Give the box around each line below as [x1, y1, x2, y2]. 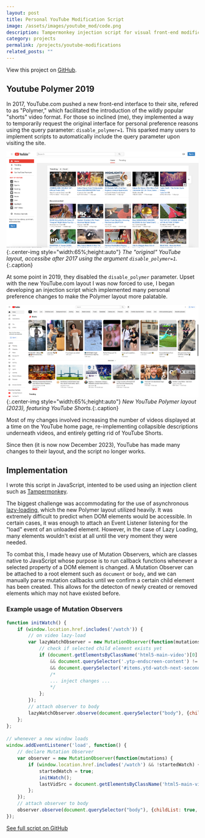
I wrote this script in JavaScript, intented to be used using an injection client [6, 481, 197, 489]
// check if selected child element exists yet [38, 646, 163, 652]
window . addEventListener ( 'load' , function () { [6, 743, 127, 749]
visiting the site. [6, 139, 46, 146]
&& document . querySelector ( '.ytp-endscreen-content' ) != [49, 658, 198, 664]
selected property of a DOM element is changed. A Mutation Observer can [6, 564, 194, 571]
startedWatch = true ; [38, 768, 95, 774]
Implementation [6, 465, 68, 476]
